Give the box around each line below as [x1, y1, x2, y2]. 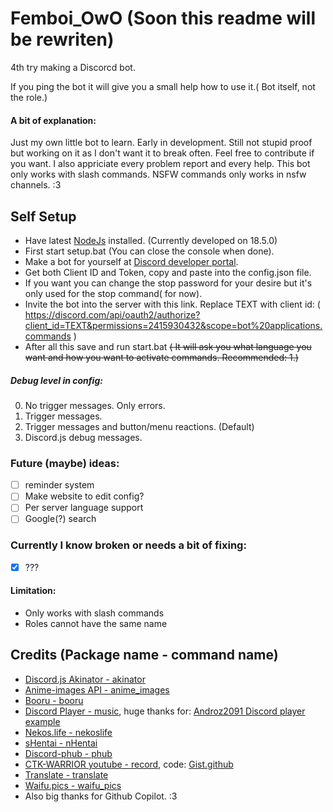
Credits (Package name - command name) [10, 647, 279, 664]
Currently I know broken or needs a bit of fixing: [10, 538, 247, 552]
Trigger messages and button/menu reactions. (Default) [24, 420, 255, 432]
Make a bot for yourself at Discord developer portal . [24, 255, 239, 267]
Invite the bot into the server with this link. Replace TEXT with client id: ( [24, 298, 321, 310]
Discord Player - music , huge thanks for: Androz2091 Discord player [24, 705, 306, 717]
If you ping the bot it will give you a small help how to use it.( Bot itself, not [10, 80, 316, 92]
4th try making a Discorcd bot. [10, 61, 136, 73]
